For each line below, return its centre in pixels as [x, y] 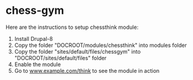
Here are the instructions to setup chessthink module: [72, 27]
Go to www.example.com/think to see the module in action [87, 70]
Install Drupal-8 [34, 38]
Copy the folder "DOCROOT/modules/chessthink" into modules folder [100, 45]
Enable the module [38, 64]
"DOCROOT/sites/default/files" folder [60, 58]
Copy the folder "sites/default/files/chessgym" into [77, 51]
